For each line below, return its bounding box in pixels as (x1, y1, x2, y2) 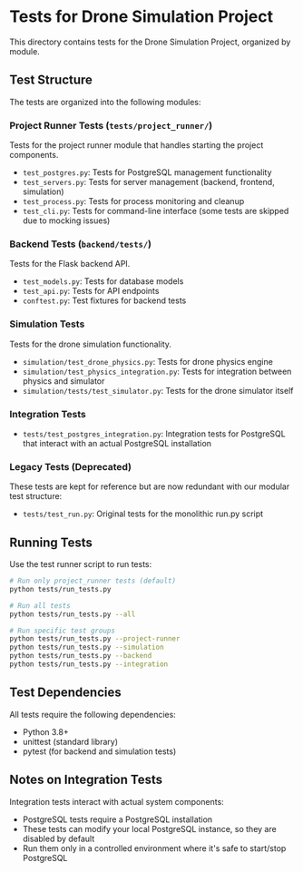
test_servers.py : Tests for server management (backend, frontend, (22, 177, 275, 188)
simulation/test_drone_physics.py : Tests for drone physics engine (22, 356, 274, 367)
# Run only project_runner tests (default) (9, 576, 177, 586)
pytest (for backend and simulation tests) (22, 746, 177, 757)
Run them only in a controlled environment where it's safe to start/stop (22, 842, 287, 854)
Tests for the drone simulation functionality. (9, 338, 172, 349)
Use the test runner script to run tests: (9, 559, 152, 570)
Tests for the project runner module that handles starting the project (9, 140, 264, 151)
